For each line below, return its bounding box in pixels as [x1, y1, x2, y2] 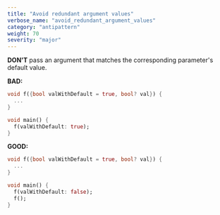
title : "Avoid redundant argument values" [7, 10, 134, 18]
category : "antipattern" [7, 23, 80, 30]
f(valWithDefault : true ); [13, 123, 90, 130]
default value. [7, 63, 47, 72]
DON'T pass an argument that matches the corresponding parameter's [7, 56, 214, 64]
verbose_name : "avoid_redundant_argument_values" [7, 17, 157, 24]
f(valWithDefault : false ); [13, 188, 93, 195]
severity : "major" [7, 37, 61, 44]
